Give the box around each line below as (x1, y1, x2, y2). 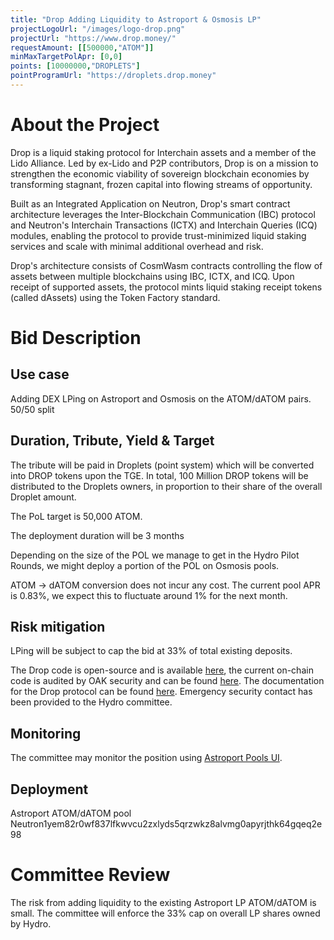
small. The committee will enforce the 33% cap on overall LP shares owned (10, 907, 321, 919)
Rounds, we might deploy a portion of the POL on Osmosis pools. (10, 559, 280, 571)
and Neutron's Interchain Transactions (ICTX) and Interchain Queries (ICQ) (10, 219, 318, 231)
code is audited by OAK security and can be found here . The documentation (10, 675, 325, 687)
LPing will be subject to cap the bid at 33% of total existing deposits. (10, 645, 293, 657)
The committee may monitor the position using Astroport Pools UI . (10, 752, 283, 764)
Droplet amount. (10, 491, 77, 503)
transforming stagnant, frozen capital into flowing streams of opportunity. (10, 178, 313, 190)
